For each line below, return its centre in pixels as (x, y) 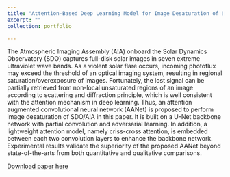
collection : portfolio (39, 26)
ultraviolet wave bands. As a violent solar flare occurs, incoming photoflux (112, 66)
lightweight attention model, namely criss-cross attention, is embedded (107, 131)
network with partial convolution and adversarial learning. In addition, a (107, 124)
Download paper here (38, 166)
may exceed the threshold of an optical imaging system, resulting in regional (115, 73)
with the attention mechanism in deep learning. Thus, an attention (100, 103)
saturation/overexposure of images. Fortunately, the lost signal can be (106, 81)
